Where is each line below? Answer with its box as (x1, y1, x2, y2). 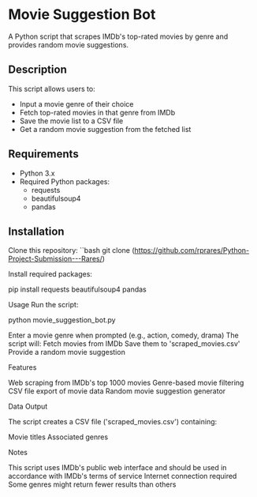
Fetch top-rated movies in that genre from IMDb (19, 107, 176, 117)
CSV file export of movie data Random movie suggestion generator (8, 386, 226, 396)
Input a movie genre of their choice (19, 99, 134, 108)
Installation (8, 224, 65, 238)
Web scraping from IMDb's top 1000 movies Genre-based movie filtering (8, 378, 244, 388)
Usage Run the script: (8, 300, 79, 310)
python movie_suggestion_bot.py (8, 315, 116, 325)
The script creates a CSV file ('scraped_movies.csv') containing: (8, 417, 218, 427)
